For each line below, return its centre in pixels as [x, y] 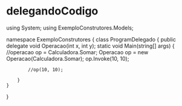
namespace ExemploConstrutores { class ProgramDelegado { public [91, 39]
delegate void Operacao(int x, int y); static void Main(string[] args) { [90, 46]
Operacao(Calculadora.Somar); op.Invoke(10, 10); [68, 58]
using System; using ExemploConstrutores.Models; [70, 28]
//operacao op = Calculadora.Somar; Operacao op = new [77, 52]
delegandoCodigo [52, 11]
